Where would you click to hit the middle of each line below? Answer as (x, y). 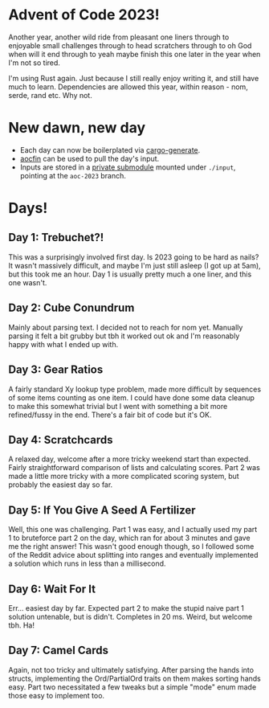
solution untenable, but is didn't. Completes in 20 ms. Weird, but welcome (130, 616)
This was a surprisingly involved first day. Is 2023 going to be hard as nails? (134, 257)
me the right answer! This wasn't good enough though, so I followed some (131, 546)
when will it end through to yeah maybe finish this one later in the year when (134, 54)
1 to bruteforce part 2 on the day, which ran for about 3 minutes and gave (129, 538)
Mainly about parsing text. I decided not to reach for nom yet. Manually (126, 327)
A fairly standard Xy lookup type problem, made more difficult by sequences (135, 389)
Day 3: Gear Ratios (56, 370)
